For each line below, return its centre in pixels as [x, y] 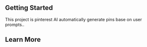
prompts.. [15, 24]
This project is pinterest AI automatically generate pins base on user [74, 19]
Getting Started [29, 8]
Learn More [23, 40]
